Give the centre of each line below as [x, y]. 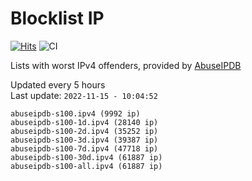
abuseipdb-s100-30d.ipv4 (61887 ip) [86, 157]
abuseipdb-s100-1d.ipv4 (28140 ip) [84, 122]
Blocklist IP [57, 18]
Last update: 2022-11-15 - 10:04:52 [84, 95]
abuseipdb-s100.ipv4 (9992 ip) [75, 113]
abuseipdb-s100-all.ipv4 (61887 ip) [86, 166]
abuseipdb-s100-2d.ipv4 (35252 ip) [84, 131]
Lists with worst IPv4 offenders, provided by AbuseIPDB [126, 65]
